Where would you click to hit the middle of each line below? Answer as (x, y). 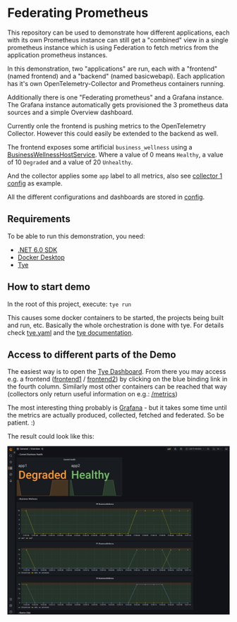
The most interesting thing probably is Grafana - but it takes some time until (117, 408)
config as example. (35, 183)
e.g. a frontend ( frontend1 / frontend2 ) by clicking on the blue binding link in (117, 379)
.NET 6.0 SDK (37, 250)
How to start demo (49, 287)
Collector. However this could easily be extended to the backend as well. (113, 133)
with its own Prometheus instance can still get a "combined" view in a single (118, 39)
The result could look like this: (51, 437)
